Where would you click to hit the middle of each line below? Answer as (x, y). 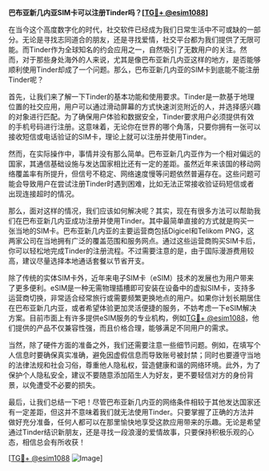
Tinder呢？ (26, 80)
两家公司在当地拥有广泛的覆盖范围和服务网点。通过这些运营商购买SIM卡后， (134, 241)
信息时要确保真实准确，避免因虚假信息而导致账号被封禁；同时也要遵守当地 (138, 355)
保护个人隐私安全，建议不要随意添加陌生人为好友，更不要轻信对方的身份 (127, 375)
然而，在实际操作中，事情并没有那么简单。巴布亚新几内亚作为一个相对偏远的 (134, 154)
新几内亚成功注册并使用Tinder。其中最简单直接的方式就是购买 (145, 221)
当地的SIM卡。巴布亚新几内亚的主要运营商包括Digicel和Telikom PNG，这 (134, 231)
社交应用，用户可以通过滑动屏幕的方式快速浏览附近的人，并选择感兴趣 (145, 107)
